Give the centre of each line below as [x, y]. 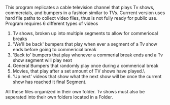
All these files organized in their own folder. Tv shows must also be [75, 92]
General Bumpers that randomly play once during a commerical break [86, 66]
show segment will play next [42, 60]
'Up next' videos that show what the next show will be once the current [87, 76]
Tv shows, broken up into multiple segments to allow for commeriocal [85, 33]
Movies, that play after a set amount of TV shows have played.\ [79, 71]
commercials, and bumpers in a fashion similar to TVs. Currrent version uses [85, 13]
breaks [20, 39]
